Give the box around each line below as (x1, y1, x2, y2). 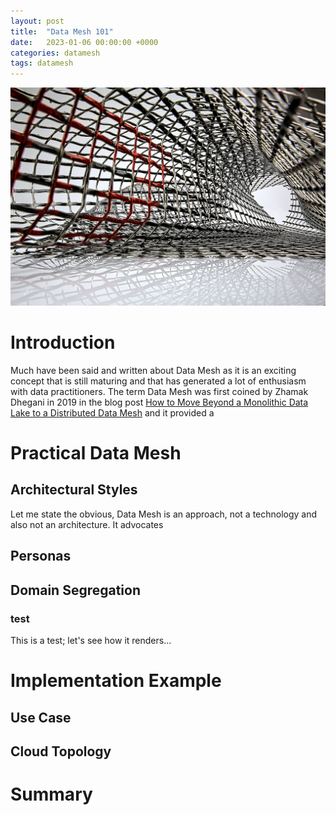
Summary (10, 783, 93, 806)
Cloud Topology (10, 743, 112, 760)
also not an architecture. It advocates (10, 518, 164, 530)
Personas (10, 548, 72, 565)
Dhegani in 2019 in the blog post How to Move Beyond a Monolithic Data (10, 396, 309, 408)
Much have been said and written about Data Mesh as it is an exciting (10, 364, 297, 376)
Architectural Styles (10, 481, 138, 499)
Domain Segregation (10, 581, 142, 599)
